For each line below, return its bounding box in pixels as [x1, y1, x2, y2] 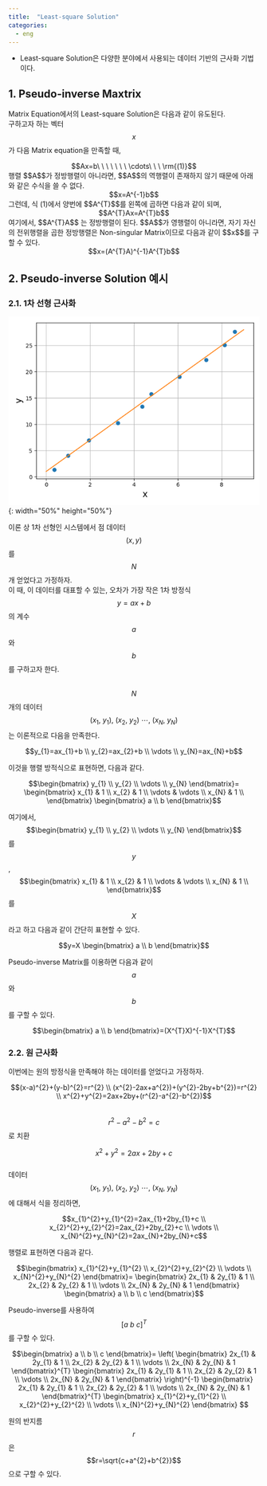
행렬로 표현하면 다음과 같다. [8, 1248, 94, 1257]
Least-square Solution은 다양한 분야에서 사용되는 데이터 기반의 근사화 [19, 53, 240, 63]
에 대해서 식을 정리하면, [8, 1198, 81, 1208]
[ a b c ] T [120, 1319, 147, 1329]
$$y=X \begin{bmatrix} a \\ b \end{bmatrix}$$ [58, 940, 210, 950]
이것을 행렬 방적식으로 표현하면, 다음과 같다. [8, 763, 145, 772]
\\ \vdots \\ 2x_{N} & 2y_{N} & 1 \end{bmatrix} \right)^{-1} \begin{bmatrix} [14, 1374, 253, 1384]
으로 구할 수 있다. [8, 1468, 62, 1478]
